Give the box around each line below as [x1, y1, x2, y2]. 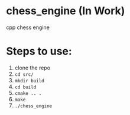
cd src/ [14, 71, 34, 78]
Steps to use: [6, 44, 72, 58]
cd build [14, 84, 37, 90]
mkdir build [14, 78, 44, 84]
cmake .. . [14, 90, 42, 96]
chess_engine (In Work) [6, 4, 125, 18]
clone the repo [14, 64, 51, 71]
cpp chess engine [6, 24, 50, 31]
